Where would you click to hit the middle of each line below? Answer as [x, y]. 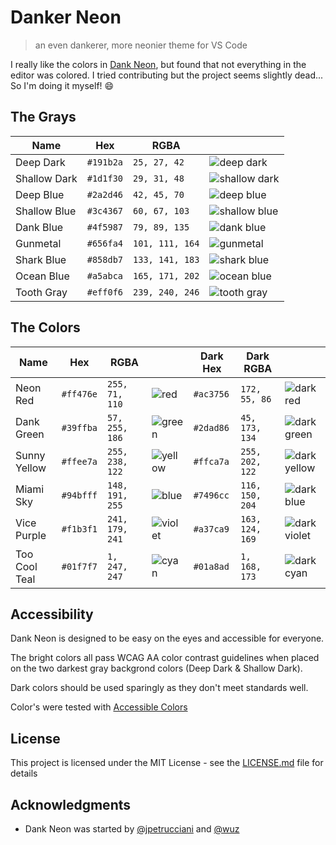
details [24, 773]
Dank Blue [39, 227]
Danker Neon [66, 17]
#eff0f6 [105, 292]
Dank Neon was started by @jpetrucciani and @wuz [132, 829]
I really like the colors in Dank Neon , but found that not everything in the [158, 64]
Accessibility [52, 614]
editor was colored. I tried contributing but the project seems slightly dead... [167, 75]
